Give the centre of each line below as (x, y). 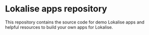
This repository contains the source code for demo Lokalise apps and (75, 22)
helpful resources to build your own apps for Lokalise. (59, 27)
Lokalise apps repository (56, 9)
